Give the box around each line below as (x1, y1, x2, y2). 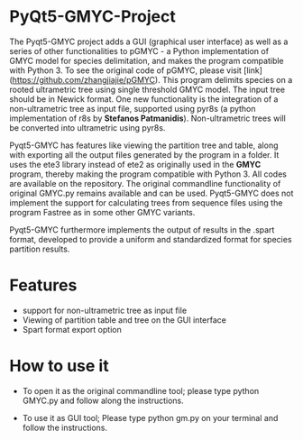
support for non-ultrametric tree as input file (22, 305, 188, 316)
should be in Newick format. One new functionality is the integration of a (9, 93, 279, 105)
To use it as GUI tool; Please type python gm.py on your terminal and (22, 412, 279, 423)
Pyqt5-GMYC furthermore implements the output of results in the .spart (9, 224, 275, 235)
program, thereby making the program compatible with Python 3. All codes (9, 169, 287, 179)
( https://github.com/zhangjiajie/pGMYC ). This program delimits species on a (9, 74, 293, 85)
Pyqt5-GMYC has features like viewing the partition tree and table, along (9, 140, 279, 151)
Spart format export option (22, 324, 122, 335)
